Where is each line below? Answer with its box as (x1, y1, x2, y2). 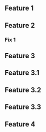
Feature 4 (4, 120, 35, 128)
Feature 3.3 (4, 103, 41, 111)
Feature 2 (4, 21, 35, 30)
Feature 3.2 (4, 85, 41, 94)
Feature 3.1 (4, 69, 39, 77)
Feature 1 (4, 4, 33, 13)
